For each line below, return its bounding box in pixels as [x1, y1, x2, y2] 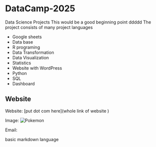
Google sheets [12, 34, 42, 40]
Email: [5, 127, 18, 133]
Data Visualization [12, 54, 49, 60]
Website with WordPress [12, 65, 62, 71]
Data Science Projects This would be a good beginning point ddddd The [5, 19, 152, 25]
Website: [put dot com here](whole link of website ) [5, 108, 109, 114]
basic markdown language [5, 136, 59, 142]
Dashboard [12, 80, 35, 86]
